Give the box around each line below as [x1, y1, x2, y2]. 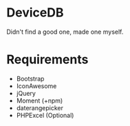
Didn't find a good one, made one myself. [6, 28, 124, 36]
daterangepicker [16, 103, 63, 112]
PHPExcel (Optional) [16, 111, 74, 119]
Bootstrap [16, 74, 45, 83]
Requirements [6, 52, 89, 67]
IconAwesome [16, 81, 57, 90]
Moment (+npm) [16, 96, 63, 105]
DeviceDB [6, 5, 64, 21]
